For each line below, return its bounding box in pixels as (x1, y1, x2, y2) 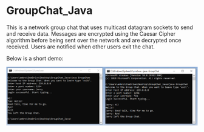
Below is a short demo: (6, 54, 64, 62)
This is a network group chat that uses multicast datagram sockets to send (6, 24, 193, 31)
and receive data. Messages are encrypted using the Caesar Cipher (6, 30, 176, 37)
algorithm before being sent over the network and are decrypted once (6, 36, 182, 44)
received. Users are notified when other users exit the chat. (6, 43, 155, 50)
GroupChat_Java (6, 4, 93, 18)
